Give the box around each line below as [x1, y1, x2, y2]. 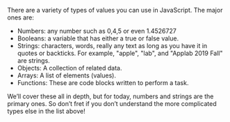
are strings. [17, 56, 50, 65]
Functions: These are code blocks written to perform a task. [17, 79, 189, 86]
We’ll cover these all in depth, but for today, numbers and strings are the [7, 92, 214, 100]
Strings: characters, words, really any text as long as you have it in [17, 42, 208, 49]
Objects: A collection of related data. [17, 64, 122, 72]
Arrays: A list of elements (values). [17, 71, 117, 79]
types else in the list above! [7, 107, 85, 115]
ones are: [7, 13, 35, 22]
